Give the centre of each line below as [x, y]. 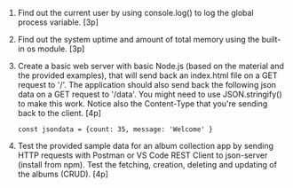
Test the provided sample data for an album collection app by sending [145, 146]
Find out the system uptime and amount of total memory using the [139, 39]
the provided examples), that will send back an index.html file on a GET [147, 75]
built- [271, 39]
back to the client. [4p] [59, 113]
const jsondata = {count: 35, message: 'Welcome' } [115, 129]
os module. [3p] [55, 49]
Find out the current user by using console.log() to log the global [136, 13]
